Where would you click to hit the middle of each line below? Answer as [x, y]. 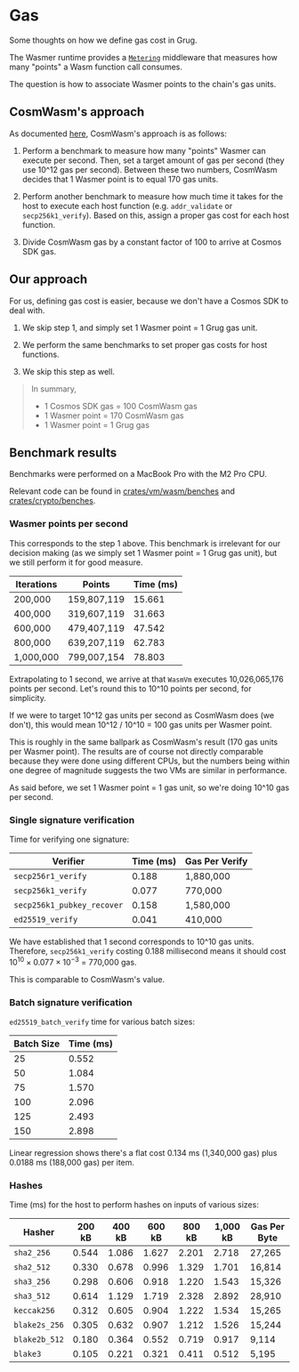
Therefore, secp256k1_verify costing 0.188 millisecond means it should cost [148, 951]
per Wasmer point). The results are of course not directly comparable [137, 751]
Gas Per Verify [216, 861]
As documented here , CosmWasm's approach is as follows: [118, 133]
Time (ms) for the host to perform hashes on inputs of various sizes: [134, 1205]
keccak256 [34, 1311]
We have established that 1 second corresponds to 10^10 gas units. [132, 941]
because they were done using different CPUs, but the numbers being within [149, 761]
